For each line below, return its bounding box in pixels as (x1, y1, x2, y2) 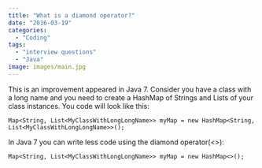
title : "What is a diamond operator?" (8, 11, 135, 20)
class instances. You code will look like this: (8, 101, 149, 110)
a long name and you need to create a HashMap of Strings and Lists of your (8, 92, 254, 103)
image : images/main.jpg (8, 63, 87, 71)
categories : (8, 26, 47, 34)
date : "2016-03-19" (8, 19, 72, 27)
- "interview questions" (15, 48, 97, 56)
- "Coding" (15, 33, 51, 42)
